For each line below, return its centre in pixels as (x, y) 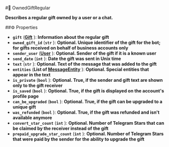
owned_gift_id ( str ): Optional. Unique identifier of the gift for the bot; (86, 42)
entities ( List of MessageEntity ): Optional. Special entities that (81, 69)
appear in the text (32, 75)
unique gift (24, 107)
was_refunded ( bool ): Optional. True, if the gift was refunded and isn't (86, 112)
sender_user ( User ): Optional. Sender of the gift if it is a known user (84, 53)
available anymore (32, 118)
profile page (25, 96)
